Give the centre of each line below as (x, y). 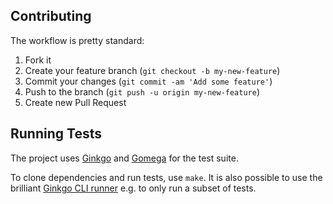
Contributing (51, 16)
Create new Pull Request (75, 102)
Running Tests (56, 134)
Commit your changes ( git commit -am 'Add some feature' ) (148, 81)
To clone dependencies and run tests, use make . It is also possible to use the (166, 177)
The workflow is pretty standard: (77, 40)
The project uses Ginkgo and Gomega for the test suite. (124, 158)
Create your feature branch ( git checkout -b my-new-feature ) (152, 70)
